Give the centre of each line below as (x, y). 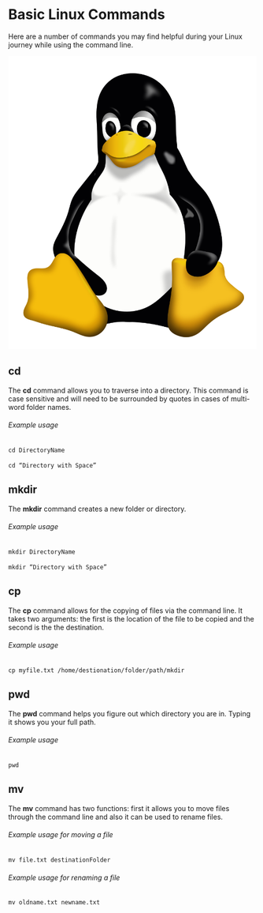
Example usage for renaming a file (64, 877)
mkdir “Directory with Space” (58, 567)
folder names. (49, 407)
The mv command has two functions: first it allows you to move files (119, 808)
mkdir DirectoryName (42, 552)
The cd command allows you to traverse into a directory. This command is (128, 390)
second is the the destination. (56, 627)
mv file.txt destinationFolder (59, 860)
